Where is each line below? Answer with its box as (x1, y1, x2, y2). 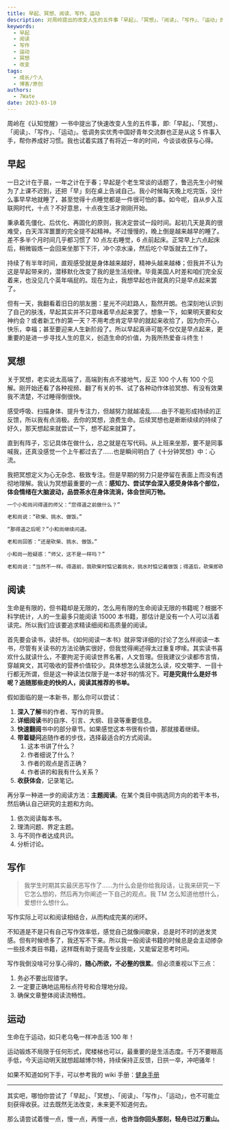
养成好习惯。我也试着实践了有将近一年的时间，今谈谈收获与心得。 (30, 136, 217, 144)
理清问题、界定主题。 (16, 823, 77, 831)
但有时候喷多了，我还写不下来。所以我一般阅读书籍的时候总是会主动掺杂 (18, 936, 223, 945)
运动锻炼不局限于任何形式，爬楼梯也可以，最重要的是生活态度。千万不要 (7, 1047, 211, 1055)
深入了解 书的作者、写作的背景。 (16, 707, 107, 715)
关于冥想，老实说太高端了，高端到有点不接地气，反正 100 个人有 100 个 (7, 375, 208, 383)
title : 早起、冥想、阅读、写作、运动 (7, 10, 101, 17)
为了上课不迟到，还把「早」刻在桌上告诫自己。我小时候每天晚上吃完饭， (7, 186, 211, 194)
